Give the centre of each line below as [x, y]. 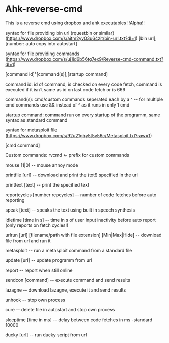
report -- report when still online [39, 270]
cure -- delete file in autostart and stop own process [60, 309]
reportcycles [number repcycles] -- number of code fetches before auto [81, 195]
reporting [15, 200]
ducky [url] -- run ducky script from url [46, 335]
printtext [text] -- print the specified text [47, 184]
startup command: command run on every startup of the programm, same [83, 115]
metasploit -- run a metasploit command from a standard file [69, 250]
